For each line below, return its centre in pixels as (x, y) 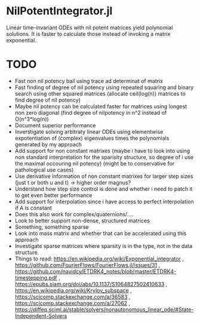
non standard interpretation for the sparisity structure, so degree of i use (104, 157)
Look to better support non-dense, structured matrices (82, 220)
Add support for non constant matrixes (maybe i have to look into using (102, 151)
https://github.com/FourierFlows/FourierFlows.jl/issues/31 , (87, 265)
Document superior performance (56, 125)
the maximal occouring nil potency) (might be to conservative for (95, 163)
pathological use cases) (44, 170)
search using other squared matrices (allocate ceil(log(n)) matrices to (100, 93)
